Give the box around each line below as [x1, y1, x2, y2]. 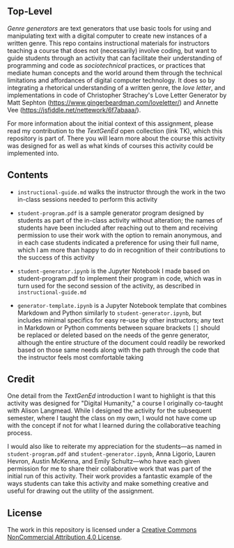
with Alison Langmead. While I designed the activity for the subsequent [7, 406, 212, 415]
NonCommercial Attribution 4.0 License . [7, 533, 123, 542]
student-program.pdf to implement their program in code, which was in [17, 274, 221, 282]
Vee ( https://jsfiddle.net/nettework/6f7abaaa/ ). [7, 105, 141, 114]
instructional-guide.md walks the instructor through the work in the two [17, 188, 226, 196]
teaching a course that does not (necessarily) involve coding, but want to [7, 46, 217, 54]
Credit [7, 373, 35, 385]
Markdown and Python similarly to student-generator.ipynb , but [17, 309, 202, 317]
